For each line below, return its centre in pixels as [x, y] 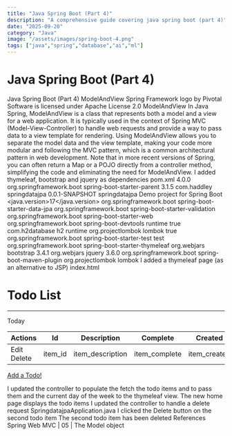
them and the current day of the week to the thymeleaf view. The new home [115, 396]
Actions [23, 337]
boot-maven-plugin [35, 260]
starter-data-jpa [30, 208]
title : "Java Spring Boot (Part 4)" [60, 13]
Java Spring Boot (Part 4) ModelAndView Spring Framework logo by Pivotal [115, 99]
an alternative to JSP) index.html [54, 267]
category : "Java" [32, 33]
